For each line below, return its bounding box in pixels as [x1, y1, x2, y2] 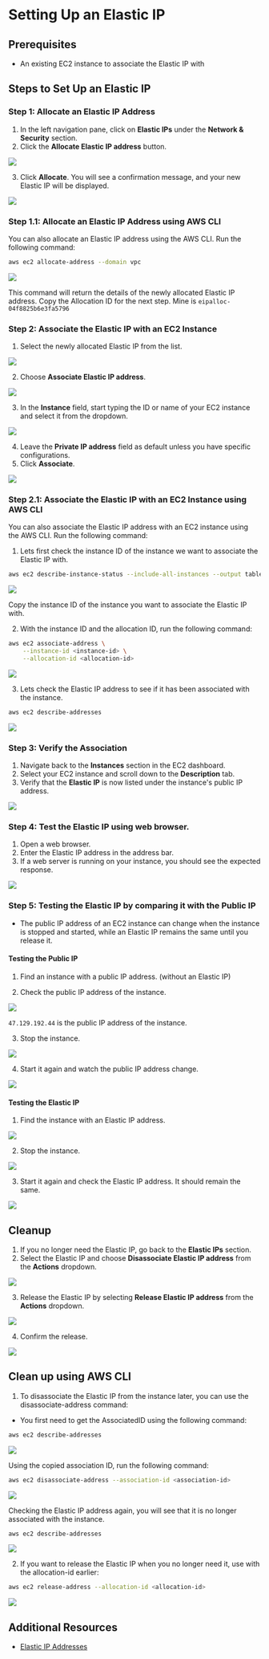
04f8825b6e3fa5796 [8, 304, 70, 312]
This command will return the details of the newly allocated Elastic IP [8, 287, 235, 297]
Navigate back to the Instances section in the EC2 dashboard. [19, 760, 226, 770]
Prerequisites [8, 38, 77, 51]
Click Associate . [19, 459, 75, 469]
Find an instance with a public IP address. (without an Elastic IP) [19, 972, 231, 981]
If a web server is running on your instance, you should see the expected [19, 857, 261, 866]
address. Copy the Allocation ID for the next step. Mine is [8, 296, 197, 306]
